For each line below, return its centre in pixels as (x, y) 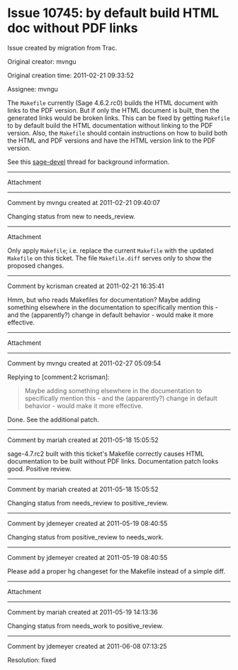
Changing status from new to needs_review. (72, 216)
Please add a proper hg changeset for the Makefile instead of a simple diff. (116, 571)
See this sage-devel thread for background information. (89, 162)
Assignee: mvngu (33, 89)
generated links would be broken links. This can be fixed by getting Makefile (119, 118)
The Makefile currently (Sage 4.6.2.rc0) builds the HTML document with (113, 103)
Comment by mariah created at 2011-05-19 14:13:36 (83, 612)
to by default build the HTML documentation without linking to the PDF (110, 125)
